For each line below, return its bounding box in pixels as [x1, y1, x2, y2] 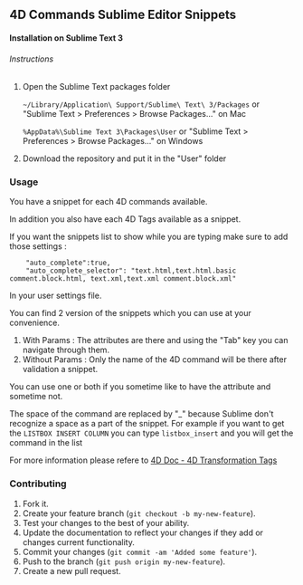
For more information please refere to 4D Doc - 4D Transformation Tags [9, 455, 278, 465]
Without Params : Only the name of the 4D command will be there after [22, 354, 288, 365]
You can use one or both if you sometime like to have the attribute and [9, 381, 271, 392]
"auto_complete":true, [25, 258, 111, 268]
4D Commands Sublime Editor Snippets [9, 7, 237, 23]
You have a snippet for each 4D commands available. [9, 197, 208, 207]
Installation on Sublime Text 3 [9, 32, 124, 43]
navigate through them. [22, 344, 110, 356]
